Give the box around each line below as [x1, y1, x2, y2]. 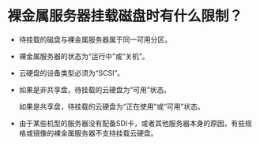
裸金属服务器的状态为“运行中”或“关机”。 [18, 51, 149, 61]
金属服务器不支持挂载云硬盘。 [60, 128, 158, 138]
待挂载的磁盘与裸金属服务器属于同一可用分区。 [18, 35, 171, 44]
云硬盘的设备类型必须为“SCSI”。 [18, 68, 125, 77]
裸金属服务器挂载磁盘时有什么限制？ [7, 7, 243, 25]
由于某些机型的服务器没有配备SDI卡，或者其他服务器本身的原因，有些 [18, 118, 246, 128]
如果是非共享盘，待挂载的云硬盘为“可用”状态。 [18, 84, 171, 95]
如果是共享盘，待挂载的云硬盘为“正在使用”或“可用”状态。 [18, 102, 205, 111]
